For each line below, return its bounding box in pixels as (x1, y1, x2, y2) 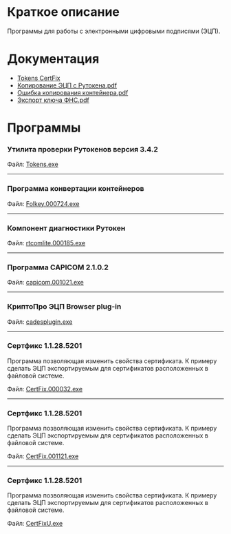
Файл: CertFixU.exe (7, 520, 63, 528)
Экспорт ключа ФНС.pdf (16, 96, 89, 104)
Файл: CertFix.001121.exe (7, 452, 79, 460)
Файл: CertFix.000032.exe (7, 384, 83, 393)
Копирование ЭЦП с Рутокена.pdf (16, 81, 118, 90)
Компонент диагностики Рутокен (7, 223, 126, 233)
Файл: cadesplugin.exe (7, 318, 73, 326)
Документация (7, 51, 100, 67)
